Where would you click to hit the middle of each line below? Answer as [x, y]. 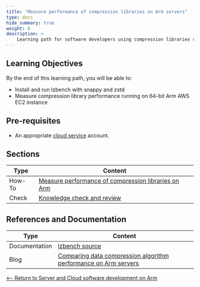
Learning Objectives [45, 64]
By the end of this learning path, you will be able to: [69, 78]
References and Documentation [66, 219]
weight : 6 [18, 28]
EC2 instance [31, 102]
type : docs [20, 17]
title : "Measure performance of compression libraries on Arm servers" [97, 12]
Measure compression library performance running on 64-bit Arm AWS [102, 95]
